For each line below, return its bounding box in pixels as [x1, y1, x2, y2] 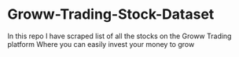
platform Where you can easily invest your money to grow [7, 39, 195, 48]
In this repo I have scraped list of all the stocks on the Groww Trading [7, 31, 232, 41]
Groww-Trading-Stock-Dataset [7, 5, 215, 23]
